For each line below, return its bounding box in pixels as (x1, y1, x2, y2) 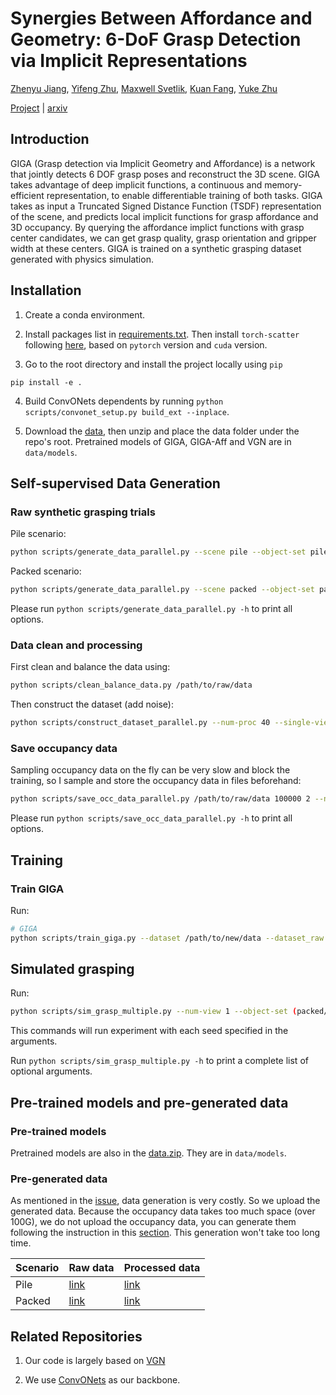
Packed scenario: (10, 565, 82, 577)
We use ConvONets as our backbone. (24, 1374, 181, 1386)
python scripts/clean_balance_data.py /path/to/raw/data (10, 680, 253, 691)
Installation (10, 282, 82, 299)
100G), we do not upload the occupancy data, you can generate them (10, 1216, 297, 1228)
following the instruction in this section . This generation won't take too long (10, 1227, 321, 1239)
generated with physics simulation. (10, 253, 154, 265)
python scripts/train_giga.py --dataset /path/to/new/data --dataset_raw (10, 933, 325, 943)
